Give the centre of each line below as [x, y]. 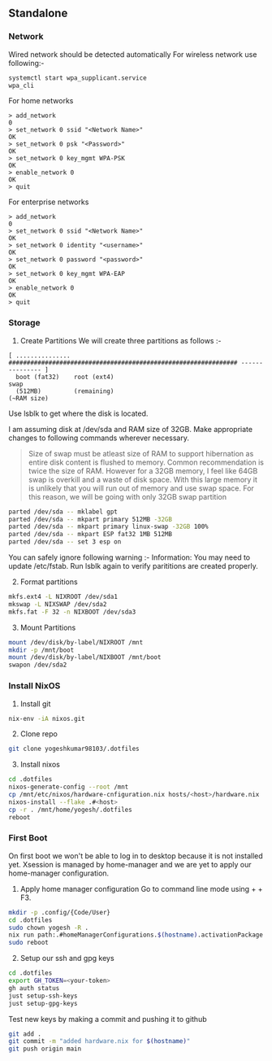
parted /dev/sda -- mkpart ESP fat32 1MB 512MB [91, 535]
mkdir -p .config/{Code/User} [60, 912]
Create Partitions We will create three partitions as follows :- [121, 340]
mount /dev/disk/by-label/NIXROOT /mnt [76, 642]
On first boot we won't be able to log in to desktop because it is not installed [136, 856]
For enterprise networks [49, 202]
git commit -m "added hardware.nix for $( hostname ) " [99, 1041]
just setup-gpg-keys [43, 1003]
